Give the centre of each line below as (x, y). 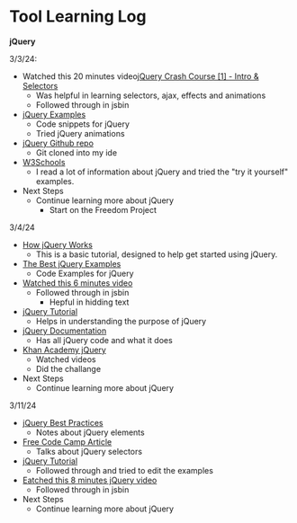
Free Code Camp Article (67, 441)
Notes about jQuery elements (90, 432)
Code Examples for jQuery (85, 273)
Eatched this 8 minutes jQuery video (90, 480)
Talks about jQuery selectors (89, 451)
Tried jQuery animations (80, 133)
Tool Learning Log (78, 17)
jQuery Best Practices (63, 422)
